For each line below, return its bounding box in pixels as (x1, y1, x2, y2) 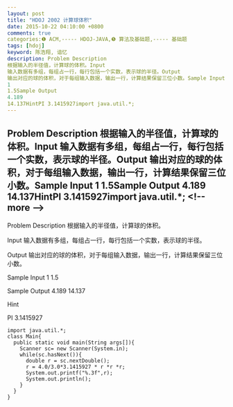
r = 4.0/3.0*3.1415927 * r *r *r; (25, 363, 126, 370)
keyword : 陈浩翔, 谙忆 (7, 49, 68, 56)
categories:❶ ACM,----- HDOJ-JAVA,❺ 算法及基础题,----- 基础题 (7, 36, 187, 43)
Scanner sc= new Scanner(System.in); (19, 345, 129, 352)
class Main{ (7, 333, 42, 340)
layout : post (7, 10, 45, 17)
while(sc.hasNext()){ (19, 351, 82, 358)
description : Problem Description (7, 55, 107, 62)
